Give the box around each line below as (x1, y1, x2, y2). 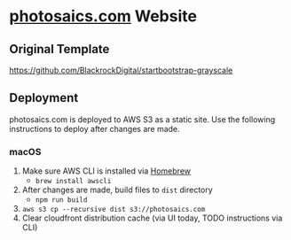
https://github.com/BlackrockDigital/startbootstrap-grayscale (9, 65, 233, 75)
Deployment (9, 90, 79, 105)
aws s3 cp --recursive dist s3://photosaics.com (21, 205, 206, 214)
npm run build (35, 196, 88, 205)
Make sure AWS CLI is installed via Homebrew (21, 166, 191, 176)
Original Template (9, 42, 110, 57)
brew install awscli (35, 177, 112, 186)
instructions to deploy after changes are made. (9, 123, 180, 134)
